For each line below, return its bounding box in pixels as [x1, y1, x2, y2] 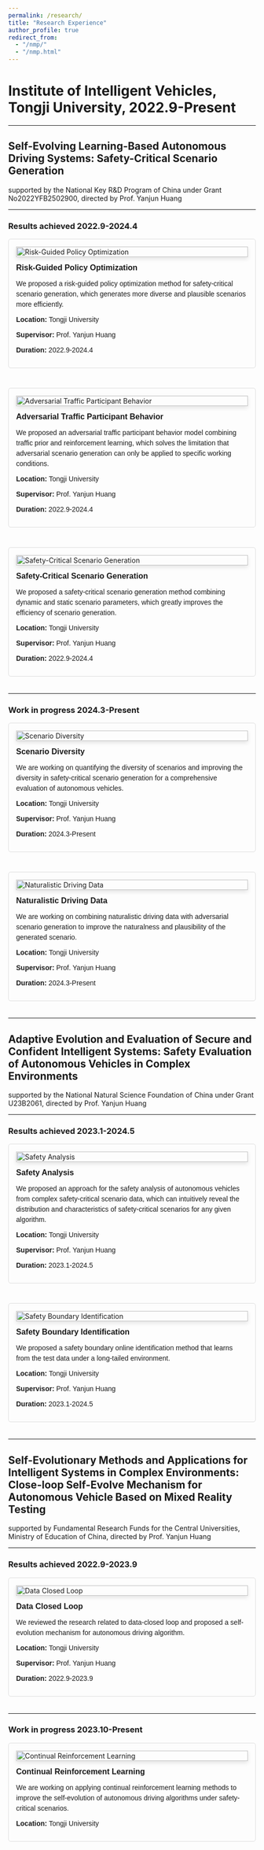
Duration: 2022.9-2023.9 [16, 1674, 93, 1682]
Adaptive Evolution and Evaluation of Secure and [8, 1032, 252, 1046]
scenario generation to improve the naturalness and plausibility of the [16, 922, 226, 932]
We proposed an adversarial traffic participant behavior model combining [16, 428, 237, 438]
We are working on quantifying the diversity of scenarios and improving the [16, 763, 244, 772]
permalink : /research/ [8, 11, 82, 20]
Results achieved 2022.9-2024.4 [8, 220, 138, 231]
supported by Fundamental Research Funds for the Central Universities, [8, 1523, 240, 1533]
